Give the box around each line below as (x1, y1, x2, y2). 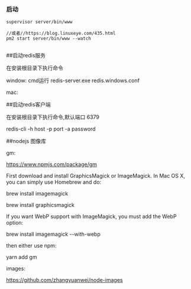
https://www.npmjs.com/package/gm (6, 161, 98, 168)
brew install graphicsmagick (6, 202, 75, 209)
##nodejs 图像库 (6, 138, 46, 145)
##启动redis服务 (6, 52, 46, 59)
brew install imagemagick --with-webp (6, 230, 101, 238)
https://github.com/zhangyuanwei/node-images (6, 277, 123, 284)
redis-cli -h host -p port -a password (6, 125, 96, 132)
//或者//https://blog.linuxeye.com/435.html (6, 31, 116, 37)
